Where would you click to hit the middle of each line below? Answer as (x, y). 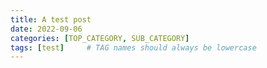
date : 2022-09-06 (46, 29)
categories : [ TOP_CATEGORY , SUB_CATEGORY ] (100, 38)
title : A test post (51, 19)
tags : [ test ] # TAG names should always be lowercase (133, 47)
